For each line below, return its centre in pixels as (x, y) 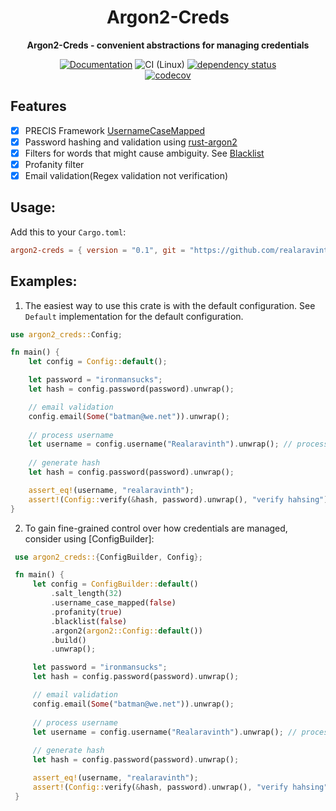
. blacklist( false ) (89, 621)
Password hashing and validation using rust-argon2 (131, 142)
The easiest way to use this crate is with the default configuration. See (170, 305)
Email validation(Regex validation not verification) (126, 175)
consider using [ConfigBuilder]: (89, 538)
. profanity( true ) (86, 612)
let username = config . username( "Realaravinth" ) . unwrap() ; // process (178, 444)
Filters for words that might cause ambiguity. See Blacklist (144, 153)
